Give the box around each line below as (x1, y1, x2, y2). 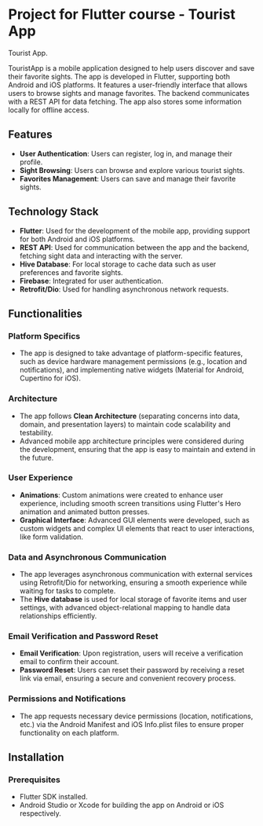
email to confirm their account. (19, 657, 119, 666)
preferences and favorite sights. (19, 267, 123, 277)
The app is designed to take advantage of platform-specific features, (19, 348, 243, 358)
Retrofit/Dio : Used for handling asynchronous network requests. (19, 285, 229, 294)
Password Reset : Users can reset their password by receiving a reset (19, 666, 245, 675)
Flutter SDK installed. (19, 792, 88, 802)
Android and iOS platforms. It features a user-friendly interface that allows (8, 80, 248, 90)
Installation (8, 751, 64, 764)
